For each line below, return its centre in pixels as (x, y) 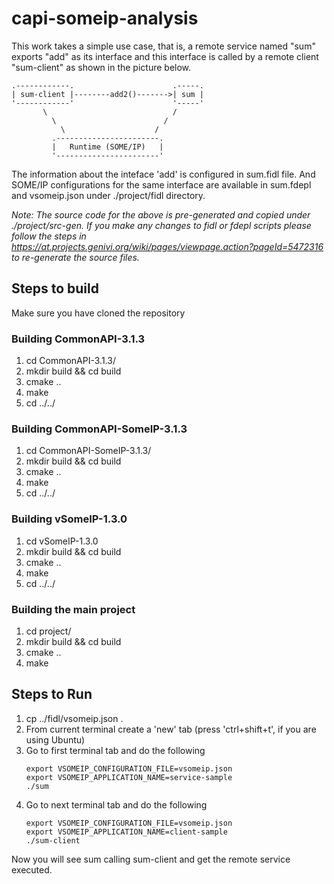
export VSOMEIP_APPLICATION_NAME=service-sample (129, 777)
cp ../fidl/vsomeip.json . (74, 718)
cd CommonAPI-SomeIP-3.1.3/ (88, 451)
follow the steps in (49, 236)
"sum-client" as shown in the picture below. (101, 67)
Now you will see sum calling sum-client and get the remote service (151, 859)
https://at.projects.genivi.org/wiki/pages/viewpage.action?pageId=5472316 (167, 246)
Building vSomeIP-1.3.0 (69, 519)
